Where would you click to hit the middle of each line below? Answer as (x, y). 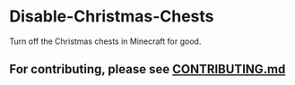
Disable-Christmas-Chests (112, 17)
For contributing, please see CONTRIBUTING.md (147, 69)
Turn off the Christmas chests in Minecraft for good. (105, 41)
